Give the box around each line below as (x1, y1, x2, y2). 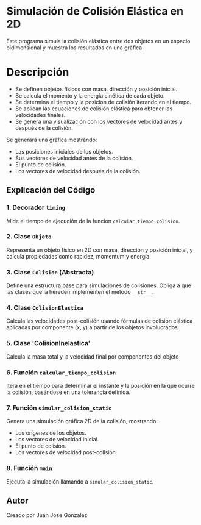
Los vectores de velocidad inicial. (15, 436, 99, 443)
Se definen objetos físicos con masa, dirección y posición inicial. (15, 85, 178, 93)
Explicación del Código (6, 185, 96, 196)
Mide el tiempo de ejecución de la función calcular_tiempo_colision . (6, 217, 180, 224)
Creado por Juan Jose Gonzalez (6, 512, 88, 519)
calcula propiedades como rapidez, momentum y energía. (6, 252, 151, 260)
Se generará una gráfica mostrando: (6, 136, 97, 143)
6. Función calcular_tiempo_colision (6, 368, 116, 376)
